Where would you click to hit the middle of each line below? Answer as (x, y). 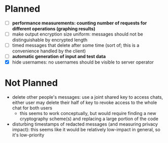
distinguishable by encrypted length (50, 40)
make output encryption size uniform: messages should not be (77, 34)
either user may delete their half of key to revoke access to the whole (85, 103)
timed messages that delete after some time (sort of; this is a (76, 45)
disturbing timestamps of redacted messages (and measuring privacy (85, 124)
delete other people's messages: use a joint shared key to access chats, (88, 97)
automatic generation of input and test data (59, 56)
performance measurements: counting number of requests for (79, 23)
